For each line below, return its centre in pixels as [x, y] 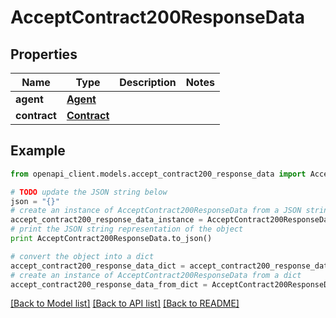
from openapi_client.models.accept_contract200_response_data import [158, 174]
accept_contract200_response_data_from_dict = [109, 284]
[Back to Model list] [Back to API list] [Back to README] [125, 303]
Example [38, 151]
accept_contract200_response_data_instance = [106, 220]
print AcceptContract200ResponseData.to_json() [111, 239]
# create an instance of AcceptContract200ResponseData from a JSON [156, 211]
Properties [44, 54]
